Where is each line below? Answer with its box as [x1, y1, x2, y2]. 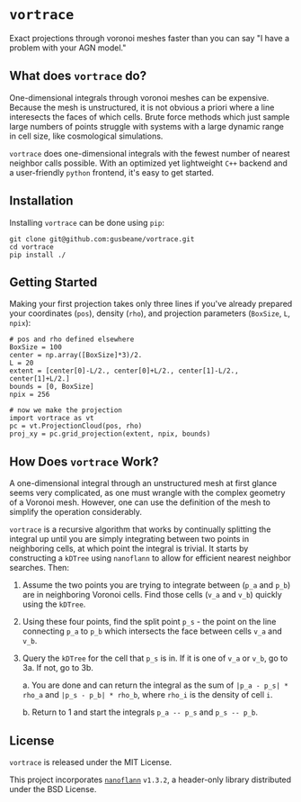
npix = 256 [9, 390, 50, 400]
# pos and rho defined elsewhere [9, 335, 135, 344]
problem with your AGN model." [9, 42, 127, 53]
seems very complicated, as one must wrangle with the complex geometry [9, 488, 286, 499]
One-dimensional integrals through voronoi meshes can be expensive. [9, 92, 270, 103]
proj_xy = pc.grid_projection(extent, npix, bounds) [9, 429, 211, 438]
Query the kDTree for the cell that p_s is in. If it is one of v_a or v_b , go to [22, 653, 288, 663]
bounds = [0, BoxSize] [9, 383, 94, 392]
